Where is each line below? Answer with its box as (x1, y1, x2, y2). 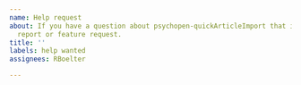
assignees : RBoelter (9, 55, 87, 64)
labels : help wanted (9, 47, 87, 55)
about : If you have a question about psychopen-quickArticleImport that (9, 21, 287, 30)
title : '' (9, 38, 47, 47)
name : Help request (9, 13, 82, 22)
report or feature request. (17, 30, 123, 38)
